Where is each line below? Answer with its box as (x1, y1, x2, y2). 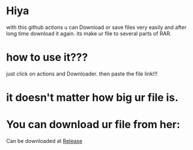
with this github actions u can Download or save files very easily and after (6, 24, 187, 31)
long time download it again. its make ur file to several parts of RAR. (6, 30, 172, 37)
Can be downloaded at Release (6, 138, 83, 144)
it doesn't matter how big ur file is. (6, 91, 179, 105)
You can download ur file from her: (6, 118, 181, 131)
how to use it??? (6, 51, 88, 64)
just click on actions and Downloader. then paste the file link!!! (6, 70, 158, 77)
